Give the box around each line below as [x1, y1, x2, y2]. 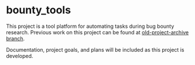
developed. [6, 52, 33, 59]
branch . [6, 35, 25, 42]
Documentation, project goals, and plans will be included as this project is [6, 46, 184, 53]
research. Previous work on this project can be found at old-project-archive [6, 28, 189, 35]
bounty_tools [6, 3, 72, 17]
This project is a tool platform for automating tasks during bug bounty [6, 23, 174, 30]
